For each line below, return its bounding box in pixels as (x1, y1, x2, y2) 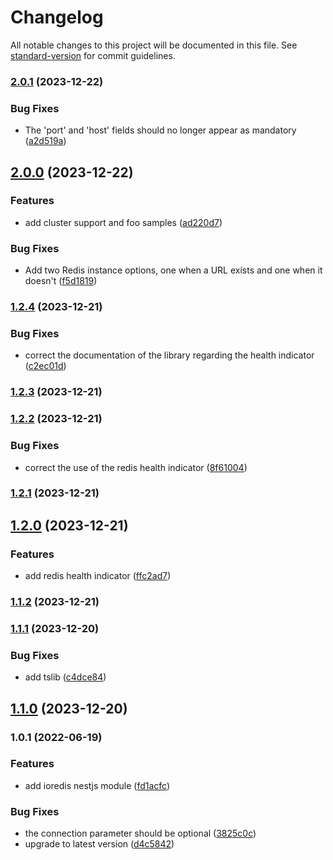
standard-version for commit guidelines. (10, 49, 176, 61)
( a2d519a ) (24, 135, 67, 147)
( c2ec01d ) (24, 360, 67, 372)
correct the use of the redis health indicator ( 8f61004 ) (24, 461, 248, 473)
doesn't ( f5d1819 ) (24, 275, 98, 287)
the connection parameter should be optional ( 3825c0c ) (24, 827, 257, 840)
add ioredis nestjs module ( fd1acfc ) (24, 779, 171, 791)
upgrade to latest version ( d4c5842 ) (24, 838, 175, 850)
